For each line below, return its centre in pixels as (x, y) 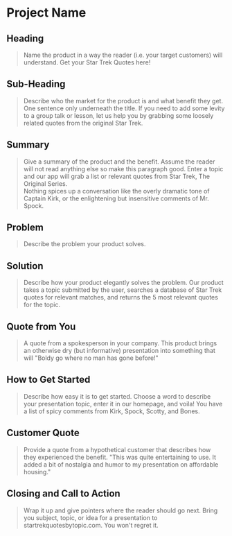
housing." (37, 472)
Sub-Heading (36, 84)
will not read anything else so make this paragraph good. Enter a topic (123, 168)
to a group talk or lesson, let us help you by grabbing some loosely (118, 115)
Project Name (46, 13)
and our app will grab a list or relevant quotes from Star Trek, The (117, 176)
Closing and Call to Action (63, 494)
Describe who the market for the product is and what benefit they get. (123, 101)
